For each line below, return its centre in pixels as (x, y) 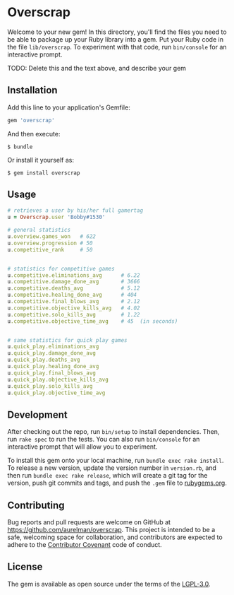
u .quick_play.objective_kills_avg (58, 379)
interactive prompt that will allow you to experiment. (82, 447)
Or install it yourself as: (41, 160)
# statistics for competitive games (61, 269)
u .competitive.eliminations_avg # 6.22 (74, 275)
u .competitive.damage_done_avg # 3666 (74, 282)
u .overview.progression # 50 (50, 243)
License (25, 567)
